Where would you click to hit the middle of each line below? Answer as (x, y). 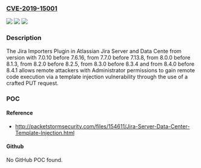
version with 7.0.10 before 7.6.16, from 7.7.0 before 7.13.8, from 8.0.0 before (98, 57)
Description (24, 38)
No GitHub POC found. (35, 160)
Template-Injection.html (44, 132)
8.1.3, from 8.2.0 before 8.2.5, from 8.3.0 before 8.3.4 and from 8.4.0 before (100, 64)
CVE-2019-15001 (32, 8)
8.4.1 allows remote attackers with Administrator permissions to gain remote (101, 70)
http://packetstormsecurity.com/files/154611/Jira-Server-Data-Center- (102, 126)
